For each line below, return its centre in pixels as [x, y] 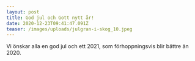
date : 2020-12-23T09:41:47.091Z [47, 23]
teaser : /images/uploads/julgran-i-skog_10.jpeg [69, 29]
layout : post [23, 12]
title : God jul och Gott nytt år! [50, 18]
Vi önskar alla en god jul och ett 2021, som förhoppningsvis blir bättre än [98, 46]
